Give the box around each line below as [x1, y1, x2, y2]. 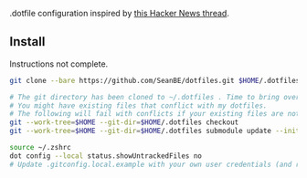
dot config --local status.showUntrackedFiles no [9, 151, 203, 161]
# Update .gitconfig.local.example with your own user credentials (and [9, 160, 292, 169]
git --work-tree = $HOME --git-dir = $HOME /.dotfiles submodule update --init [9, 127, 301, 136]
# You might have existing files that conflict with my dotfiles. [9, 100, 268, 110]
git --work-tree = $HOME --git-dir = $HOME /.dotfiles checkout [9, 118, 239, 127]
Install [9, 34, 46, 49]
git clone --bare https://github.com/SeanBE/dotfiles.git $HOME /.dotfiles [9, 76, 301, 85]
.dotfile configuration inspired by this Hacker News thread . [9, 8, 230, 18]
